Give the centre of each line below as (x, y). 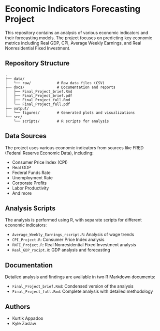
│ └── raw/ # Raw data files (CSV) (55, 83)
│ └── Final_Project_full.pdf (37, 104)
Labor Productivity (30, 188)
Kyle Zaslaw (24, 323)
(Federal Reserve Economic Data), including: (49, 153)
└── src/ (14, 117)
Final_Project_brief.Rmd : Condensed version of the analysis (73, 286)
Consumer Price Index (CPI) (40, 162)
